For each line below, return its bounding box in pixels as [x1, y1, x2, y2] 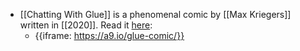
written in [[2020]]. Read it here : [19, 19, 153, 31]
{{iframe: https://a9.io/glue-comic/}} [34, 30, 185, 41]
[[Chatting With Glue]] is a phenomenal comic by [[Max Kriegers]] [19, 9, 292, 20]
